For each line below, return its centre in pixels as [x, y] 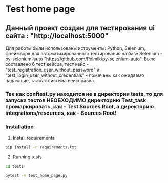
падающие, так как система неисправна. [50, 81]
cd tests [15, 167]
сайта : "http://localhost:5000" [57, 36]
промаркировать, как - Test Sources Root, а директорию [80, 106]
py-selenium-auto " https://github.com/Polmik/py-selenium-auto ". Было [80, 59]
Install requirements [34, 138]
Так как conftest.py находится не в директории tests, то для [84, 94]
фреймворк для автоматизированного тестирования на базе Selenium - [84, 53]
